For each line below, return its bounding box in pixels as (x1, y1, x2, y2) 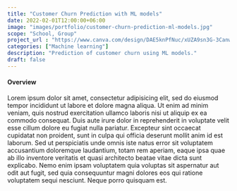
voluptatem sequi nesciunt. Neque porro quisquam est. (7, 175, 167, 184)
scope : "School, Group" (7, 30, 78, 37)
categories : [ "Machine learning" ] (7, 43, 109, 50)
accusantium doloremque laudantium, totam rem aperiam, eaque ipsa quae (7, 146, 226, 154)
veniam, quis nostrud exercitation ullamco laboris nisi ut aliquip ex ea (7, 109, 207, 117)
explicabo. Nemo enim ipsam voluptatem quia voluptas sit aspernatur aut (7, 161, 219, 169)
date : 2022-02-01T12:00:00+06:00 (7, 17, 106, 24)
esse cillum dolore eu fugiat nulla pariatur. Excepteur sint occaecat (7, 123, 201, 132)
